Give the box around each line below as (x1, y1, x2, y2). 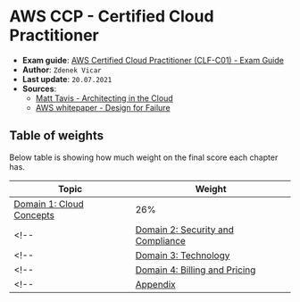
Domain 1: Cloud (13, 197, 85, 210)
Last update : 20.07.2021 (21, 73, 112, 84)
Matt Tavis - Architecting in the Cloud (35, 92, 173, 104)
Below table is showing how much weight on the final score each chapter (9, 152, 279, 163)
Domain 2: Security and (135, 223, 234, 236)
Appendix (135, 278, 176, 290)
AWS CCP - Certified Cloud (9, 6, 214, 27)
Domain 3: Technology (135, 248, 230, 261)
